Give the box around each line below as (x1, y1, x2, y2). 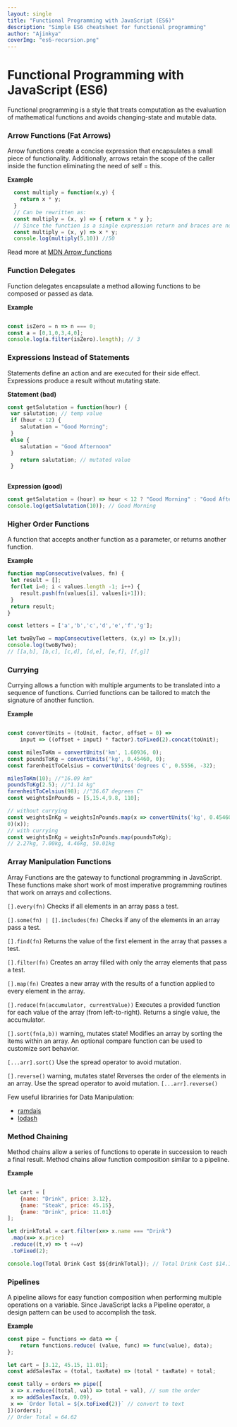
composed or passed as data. (7, 289, 94, 298)
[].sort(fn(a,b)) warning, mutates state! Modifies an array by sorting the (7, 1029, 223, 1037)
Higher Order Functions (7, 519, 90, 529)
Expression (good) (7, 482, 63, 491)
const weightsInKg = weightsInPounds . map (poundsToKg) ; (7, 834, 172, 841)
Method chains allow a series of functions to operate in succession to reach (7, 1147, 228, 1156)
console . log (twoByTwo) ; (7, 641, 78, 649)
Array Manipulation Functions (7, 857, 111, 867)
